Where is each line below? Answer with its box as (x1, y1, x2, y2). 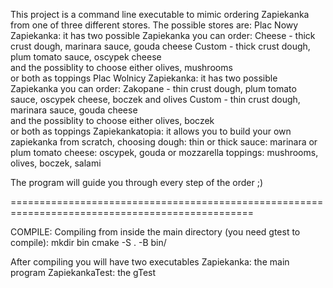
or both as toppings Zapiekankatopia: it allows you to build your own (10, 125, 292, 137)
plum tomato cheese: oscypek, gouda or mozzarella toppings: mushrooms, (10, 147, 319, 158)
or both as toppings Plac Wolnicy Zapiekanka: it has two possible (10, 72, 278, 84)
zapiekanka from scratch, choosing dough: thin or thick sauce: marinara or (10, 136, 318, 148)
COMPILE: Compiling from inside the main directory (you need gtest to (10, 226, 301, 238)
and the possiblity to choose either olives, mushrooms (10, 62, 233, 73)
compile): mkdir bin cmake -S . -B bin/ (10, 237, 167, 248)
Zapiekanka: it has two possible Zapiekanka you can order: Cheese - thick (10, 30, 316, 41)
